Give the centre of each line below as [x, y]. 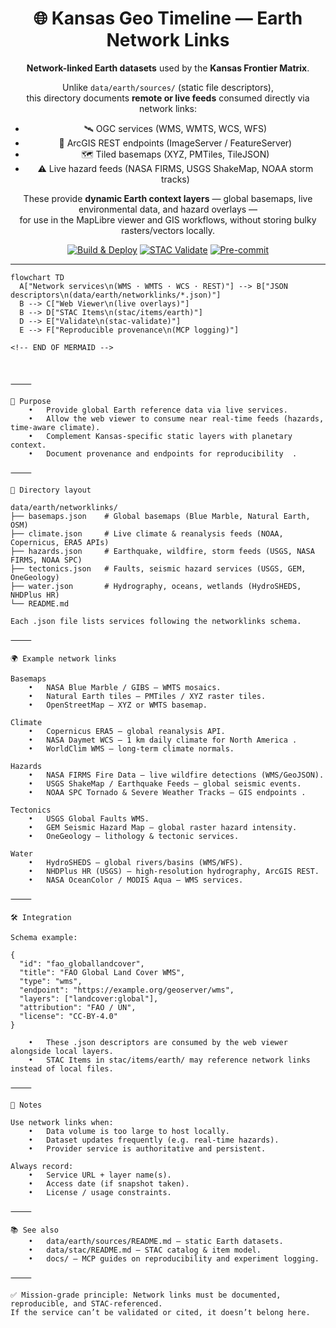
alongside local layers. [62, 1051]
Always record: [42, 1166]
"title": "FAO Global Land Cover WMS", [102, 972]
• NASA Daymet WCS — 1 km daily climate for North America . [163, 740]
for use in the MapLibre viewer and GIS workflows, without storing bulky [168, 219]
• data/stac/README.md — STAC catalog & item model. [145, 1250]
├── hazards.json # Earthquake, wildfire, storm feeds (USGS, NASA [162, 551]
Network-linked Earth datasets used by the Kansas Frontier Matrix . [168, 68]
